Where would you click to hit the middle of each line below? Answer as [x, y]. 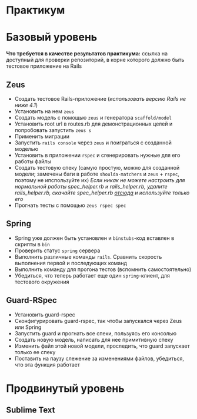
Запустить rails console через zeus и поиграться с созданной [93, 143]
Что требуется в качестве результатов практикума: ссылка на [87, 54]
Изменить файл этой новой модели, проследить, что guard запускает [102, 346]
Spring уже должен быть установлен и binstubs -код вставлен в [94, 238]
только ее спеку [35, 352]
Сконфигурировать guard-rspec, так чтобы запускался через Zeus [98, 321]
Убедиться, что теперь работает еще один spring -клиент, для [92, 275]
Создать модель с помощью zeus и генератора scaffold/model [93, 117]
